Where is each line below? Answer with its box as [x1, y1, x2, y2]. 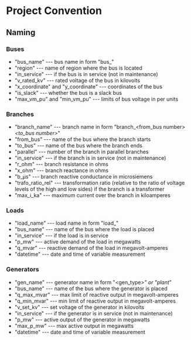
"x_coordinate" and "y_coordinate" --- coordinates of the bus [14, 83, 163, 90]
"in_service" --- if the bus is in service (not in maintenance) [14, 70, 158, 77]
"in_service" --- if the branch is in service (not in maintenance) [14, 154, 166, 162]
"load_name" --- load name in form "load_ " [14, 219, 119, 226]
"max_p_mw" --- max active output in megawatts [14, 322, 134, 329]
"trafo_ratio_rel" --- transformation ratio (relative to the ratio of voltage [14, 180, 185, 187]
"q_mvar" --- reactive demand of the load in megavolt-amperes [14, 245, 168, 252]
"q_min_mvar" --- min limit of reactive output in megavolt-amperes [14, 297, 176, 304]
